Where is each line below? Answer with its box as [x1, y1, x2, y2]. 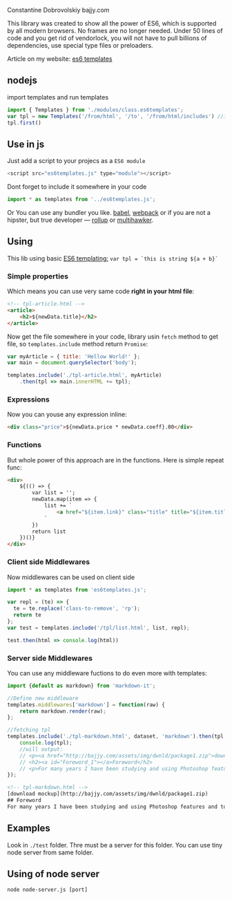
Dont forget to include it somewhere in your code [7, 182, 147, 191]
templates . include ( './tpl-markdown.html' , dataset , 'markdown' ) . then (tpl [7, 733, 224, 740]
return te [13, 612, 41, 619]
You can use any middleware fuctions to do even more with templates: [7, 668, 207, 677]
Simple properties [7, 271, 69, 281]
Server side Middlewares [7, 653, 93, 663]
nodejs [7, 75, 38, 86]
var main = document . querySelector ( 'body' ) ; [7, 359, 137, 366]
